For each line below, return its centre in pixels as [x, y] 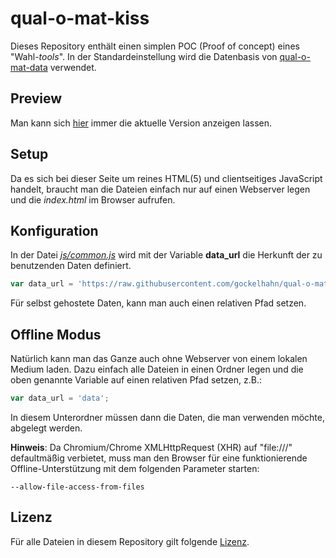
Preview [36, 98]
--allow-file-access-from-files [77, 487]
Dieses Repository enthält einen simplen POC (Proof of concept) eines [155, 46]
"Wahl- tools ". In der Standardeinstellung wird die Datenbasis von [144, 56]
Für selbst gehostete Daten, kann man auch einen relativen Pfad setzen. [158, 303]
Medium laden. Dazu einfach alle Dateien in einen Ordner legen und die [157, 369]
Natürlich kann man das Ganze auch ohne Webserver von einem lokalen [159, 359]
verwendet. [73, 67]
